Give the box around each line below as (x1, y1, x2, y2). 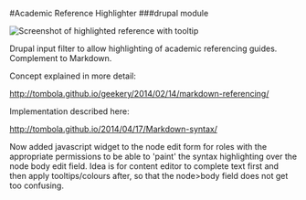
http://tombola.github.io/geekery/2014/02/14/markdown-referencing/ (9, 89, 269, 99)
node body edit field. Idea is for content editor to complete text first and (9, 161, 280, 172)
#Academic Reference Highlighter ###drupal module (9, 8, 209, 18)
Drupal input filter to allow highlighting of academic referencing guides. (9, 43, 278, 54)
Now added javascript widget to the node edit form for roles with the (9, 142, 268, 152)
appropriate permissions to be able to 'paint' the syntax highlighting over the (9, 151, 298, 162)
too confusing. (9, 180, 64, 191)
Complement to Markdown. (9, 53, 112, 63)
